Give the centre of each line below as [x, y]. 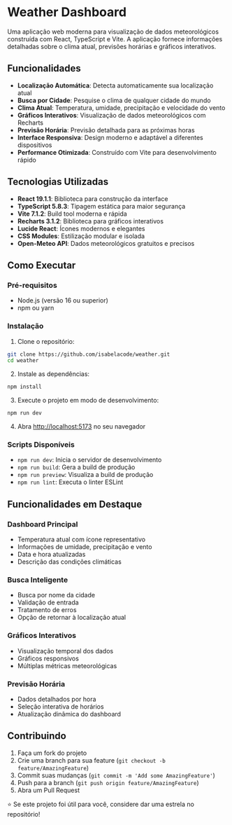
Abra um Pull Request [49, 790]
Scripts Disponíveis [41, 444]
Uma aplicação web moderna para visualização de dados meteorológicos [113, 32]
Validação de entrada [48, 602]
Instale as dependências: [53, 374]
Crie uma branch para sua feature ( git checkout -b [91, 760]
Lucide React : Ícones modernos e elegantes [81, 228]
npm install [24, 387]
